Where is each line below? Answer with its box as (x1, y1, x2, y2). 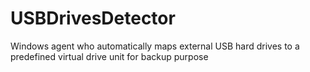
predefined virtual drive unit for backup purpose (10, 50, 209, 62)
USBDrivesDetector (10, 7, 176, 30)
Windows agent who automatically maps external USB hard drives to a (10, 40, 300, 52)
